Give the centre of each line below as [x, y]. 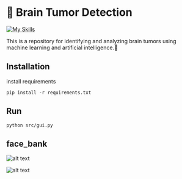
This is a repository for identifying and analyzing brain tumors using [91, 41]
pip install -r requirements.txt [49, 93]
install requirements [31, 81]
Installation [28, 67]
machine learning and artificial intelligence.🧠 [62, 47]
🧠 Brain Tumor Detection [69, 12]
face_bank [27, 143]
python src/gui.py [30, 125]
